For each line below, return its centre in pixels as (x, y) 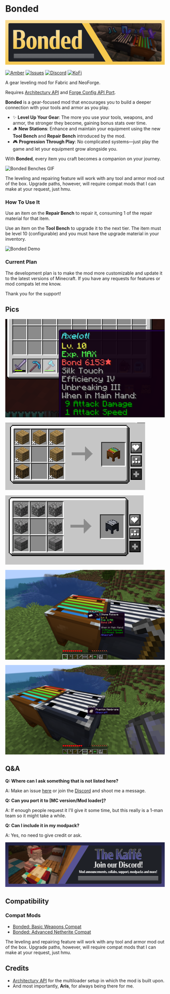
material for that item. (28, 218)
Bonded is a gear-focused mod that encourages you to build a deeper (78, 102)
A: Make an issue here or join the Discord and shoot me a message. (76, 790)
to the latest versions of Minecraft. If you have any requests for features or (83, 278)
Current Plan (21, 262)
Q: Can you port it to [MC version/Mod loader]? (56, 800)
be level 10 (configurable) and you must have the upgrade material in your (82, 234)
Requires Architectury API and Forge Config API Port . (61, 93)
